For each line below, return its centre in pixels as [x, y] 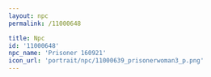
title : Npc [27, 38]
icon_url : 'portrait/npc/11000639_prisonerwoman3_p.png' [106, 61]
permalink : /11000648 [45, 24]
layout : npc [28, 16]
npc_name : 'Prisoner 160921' [57, 53]
